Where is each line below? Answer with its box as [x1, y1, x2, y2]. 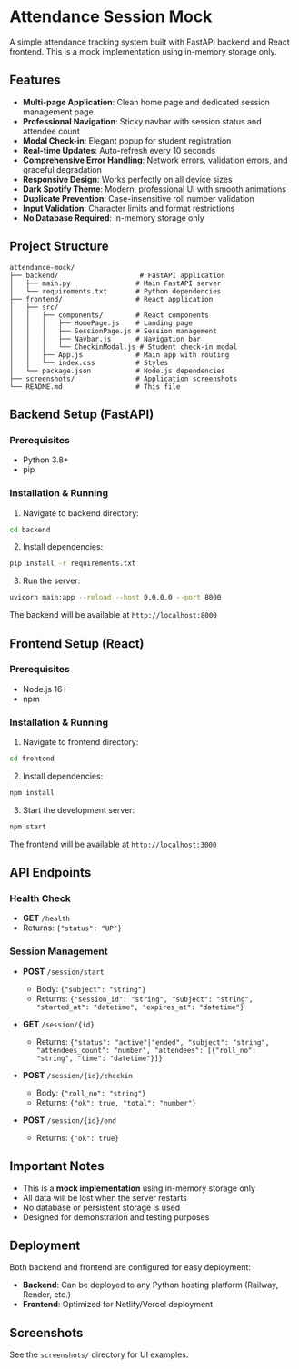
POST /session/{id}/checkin [22, 1069, 134, 1080]
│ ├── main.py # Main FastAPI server [9, 279, 222, 288]
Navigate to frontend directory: [22, 737, 139, 748]
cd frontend [9, 754, 55, 764]
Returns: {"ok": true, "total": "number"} [35, 1096, 197, 1107]
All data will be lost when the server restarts [22, 1192, 188, 1203]
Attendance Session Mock [9, 6, 213, 27]
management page [22, 106, 94, 117]
